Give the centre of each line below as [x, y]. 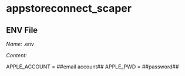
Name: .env [20, 44]
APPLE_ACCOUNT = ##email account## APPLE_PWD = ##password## [92, 67]
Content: [17, 55]
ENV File [22, 30]
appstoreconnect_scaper [69, 8]
